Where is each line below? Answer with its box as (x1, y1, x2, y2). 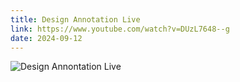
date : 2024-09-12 (10, 33, 83, 43)
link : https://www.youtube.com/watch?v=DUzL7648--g (10, 24, 230, 34)
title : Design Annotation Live (10, 14, 141, 25)
